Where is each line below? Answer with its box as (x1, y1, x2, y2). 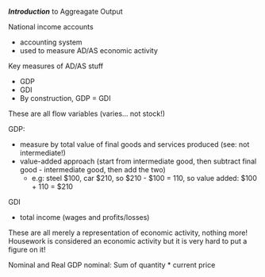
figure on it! (8, 245, 46, 254)
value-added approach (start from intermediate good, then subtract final (19, 156, 257, 166)
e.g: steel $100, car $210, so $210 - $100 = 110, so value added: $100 (31, 174, 258, 183)
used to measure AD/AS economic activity (19, 46, 159, 55)
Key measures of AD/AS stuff (8, 61, 104, 71)
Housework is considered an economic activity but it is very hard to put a (8, 237, 248, 245)
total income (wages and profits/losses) (19, 213, 150, 221)
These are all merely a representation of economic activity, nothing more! (8, 228, 248, 237)
